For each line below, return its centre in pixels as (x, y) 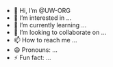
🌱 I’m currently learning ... (50, 25)
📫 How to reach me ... (45, 40)
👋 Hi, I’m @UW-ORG (42, 11)
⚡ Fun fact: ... (32, 57)
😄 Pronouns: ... (36, 50)
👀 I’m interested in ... (42, 18)
